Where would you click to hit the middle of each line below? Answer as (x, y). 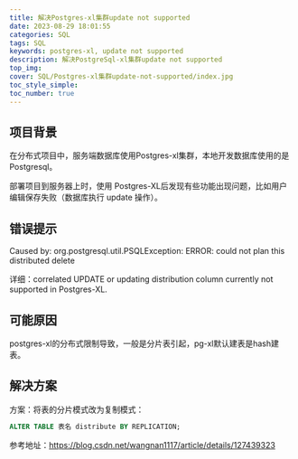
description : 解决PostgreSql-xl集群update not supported (116, 60)
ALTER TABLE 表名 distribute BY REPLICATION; (95, 426)
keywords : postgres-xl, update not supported (96, 52)
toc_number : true (42, 93)
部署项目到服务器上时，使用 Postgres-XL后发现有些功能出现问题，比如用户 (148, 186)
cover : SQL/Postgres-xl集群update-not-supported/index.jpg (121, 77)
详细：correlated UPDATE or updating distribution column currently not (141, 279)
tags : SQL (28, 43)
